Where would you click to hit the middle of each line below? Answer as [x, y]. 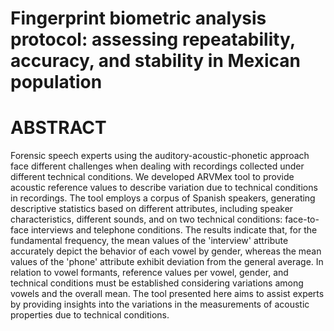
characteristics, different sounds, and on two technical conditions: [146, 219]
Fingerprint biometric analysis [138, 18]
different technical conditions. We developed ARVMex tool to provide [152, 177]
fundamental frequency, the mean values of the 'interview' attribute [149, 241]
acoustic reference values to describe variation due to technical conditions [164, 188]
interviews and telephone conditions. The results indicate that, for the [174, 230]
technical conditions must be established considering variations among [157, 283]
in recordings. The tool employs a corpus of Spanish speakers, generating [163, 198]
